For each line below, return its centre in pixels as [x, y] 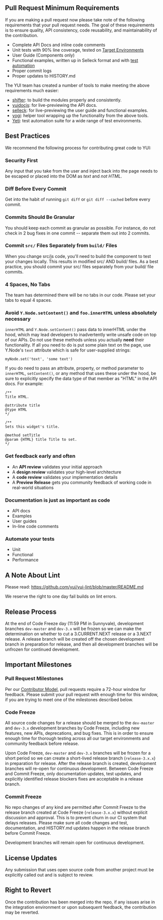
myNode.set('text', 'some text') [39, 359]
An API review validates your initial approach [57, 467]
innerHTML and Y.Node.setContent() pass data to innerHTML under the [75, 330]
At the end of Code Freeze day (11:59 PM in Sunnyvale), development [74, 623]
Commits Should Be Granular [40, 217]
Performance [25, 560]
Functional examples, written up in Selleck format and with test [75, 60]
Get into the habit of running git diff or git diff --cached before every [78, 199]
